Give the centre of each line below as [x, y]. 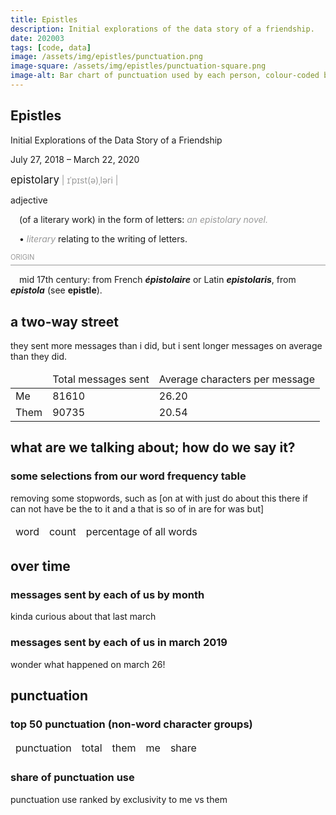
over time [40, 566]
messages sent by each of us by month [107, 595]
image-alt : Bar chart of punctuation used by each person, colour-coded [165, 76]
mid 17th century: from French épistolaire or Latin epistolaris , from [158, 280]
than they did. [39, 357]
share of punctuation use [72, 778]
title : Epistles [44, 19]
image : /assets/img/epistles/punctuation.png [106, 57]
